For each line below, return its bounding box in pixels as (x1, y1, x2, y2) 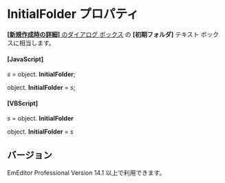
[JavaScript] (7, 55, 43, 63)
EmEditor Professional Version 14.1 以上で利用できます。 (7, 169, 166, 177)
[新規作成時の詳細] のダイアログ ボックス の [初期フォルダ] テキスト (7, 30, 200, 38)
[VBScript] (7, 99, 39, 107)
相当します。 (19, 38, 55, 47)
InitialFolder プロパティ (7, 6, 139, 22)
